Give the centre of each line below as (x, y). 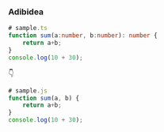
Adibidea (26, 12)
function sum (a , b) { (44, 98)
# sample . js (28, 91)
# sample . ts (28, 28)
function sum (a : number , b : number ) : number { (83, 36)
